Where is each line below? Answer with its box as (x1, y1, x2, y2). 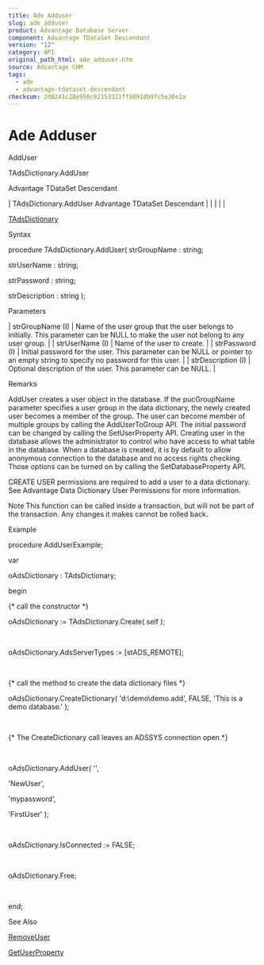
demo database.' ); (8, 702, 70, 711)
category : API (8, 48, 55, 56)
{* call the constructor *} (8, 601, 89, 611)
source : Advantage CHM (8, 63, 83, 71)
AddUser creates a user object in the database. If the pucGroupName (8, 395, 235, 404)
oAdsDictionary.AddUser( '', (8, 764, 99, 773)
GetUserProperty (8, 948, 64, 957)
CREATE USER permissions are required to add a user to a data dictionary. (8, 477, 251, 487)
